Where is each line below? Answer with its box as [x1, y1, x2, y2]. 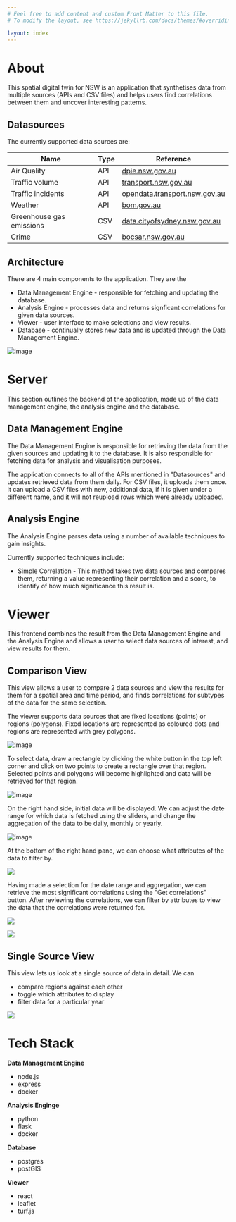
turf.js [17, 1206, 35, 1215]
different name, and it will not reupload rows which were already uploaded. [7, 493, 224, 501]
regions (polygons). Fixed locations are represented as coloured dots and [7, 720, 220, 728]
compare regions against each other [17, 982, 123, 991]
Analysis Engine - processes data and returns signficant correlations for [17, 303, 226, 311]
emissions [11, 221, 44, 230]
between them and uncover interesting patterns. [7, 98, 147, 106]
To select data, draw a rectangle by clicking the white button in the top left [7, 755, 223, 763]
